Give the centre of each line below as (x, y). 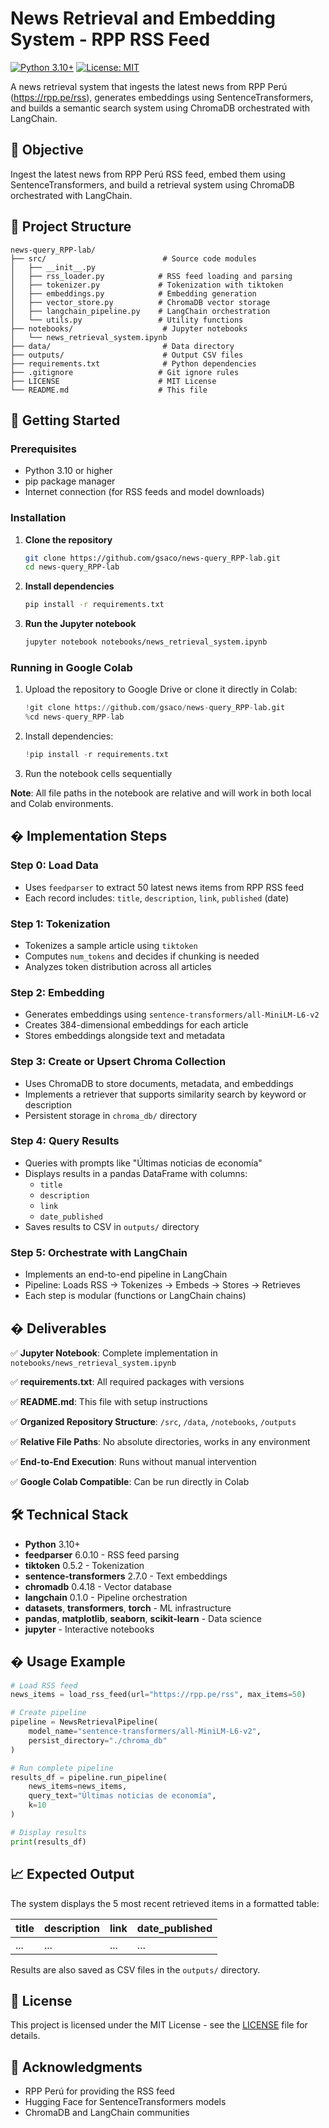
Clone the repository (68, 539)
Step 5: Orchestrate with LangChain (99, 1252)
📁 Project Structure (71, 227)
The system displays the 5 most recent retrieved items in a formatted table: (165, 1903)
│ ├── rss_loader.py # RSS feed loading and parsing (151, 276)
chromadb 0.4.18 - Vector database (98, 1586)
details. (25, 2036)
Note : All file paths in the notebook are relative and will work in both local (161, 793)
